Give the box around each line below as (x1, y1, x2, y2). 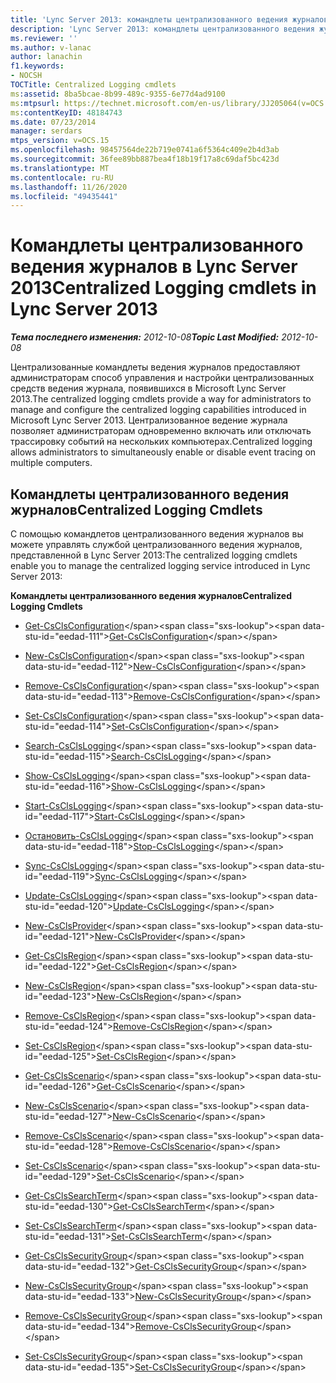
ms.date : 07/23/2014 (10, 117, 97, 127)
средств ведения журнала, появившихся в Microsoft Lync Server (10, 382, 287, 395)
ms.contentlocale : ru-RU (10, 172, 114, 183)
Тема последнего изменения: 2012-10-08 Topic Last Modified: (10, 331, 280, 343)
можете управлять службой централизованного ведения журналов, (10, 539, 303, 550)
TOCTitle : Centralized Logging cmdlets (10, 80, 177, 90)
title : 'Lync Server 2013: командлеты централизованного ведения (10, 14, 288, 25)
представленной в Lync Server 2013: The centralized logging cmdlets (10, 549, 298, 561)
